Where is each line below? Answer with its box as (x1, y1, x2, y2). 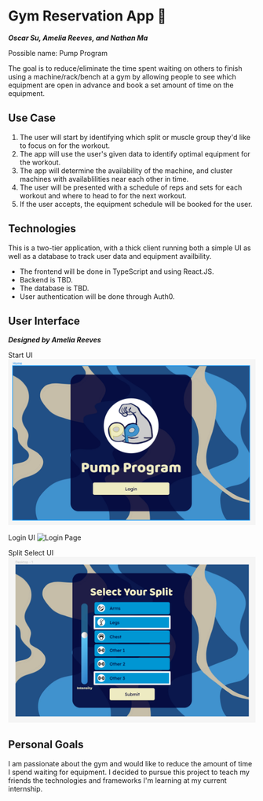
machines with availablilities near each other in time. (19, 174, 189, 183)
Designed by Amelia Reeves (8, 335, 102, 345)
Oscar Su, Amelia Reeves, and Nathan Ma (8, 33, 148, 42)
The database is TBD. (19, 283, 89, 293)
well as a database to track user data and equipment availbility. (8, 251, 212, 260)
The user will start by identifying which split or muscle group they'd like (19, 132, 251, 142)
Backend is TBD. (19, 275, 73, 284)
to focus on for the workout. (19, 141, 111, 150)
